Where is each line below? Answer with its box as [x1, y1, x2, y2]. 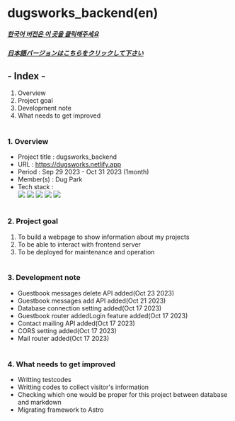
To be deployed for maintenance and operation [17, 247, 155, 256]
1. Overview [7, 136, 49, 146]
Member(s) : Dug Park [17, 175, 83, 184]
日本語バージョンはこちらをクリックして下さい [7, 49, 144, 57]
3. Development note [7, 273, 81, 283]
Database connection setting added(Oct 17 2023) [17, 303, 162, 313]
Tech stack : [17, 183, 54, 191]
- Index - [7, 69, 46, 82]
